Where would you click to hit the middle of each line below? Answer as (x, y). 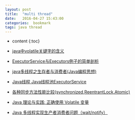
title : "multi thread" (29, 14)
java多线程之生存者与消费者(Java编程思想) (54, 72)
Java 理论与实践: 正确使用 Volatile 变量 (51, 102)
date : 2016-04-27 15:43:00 (34, 18)
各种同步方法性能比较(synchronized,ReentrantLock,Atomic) (71, 92)
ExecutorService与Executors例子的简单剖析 (55, 61)
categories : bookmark (28, 23)
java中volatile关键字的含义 (38, 51)
